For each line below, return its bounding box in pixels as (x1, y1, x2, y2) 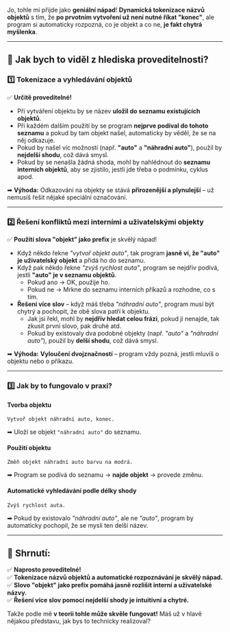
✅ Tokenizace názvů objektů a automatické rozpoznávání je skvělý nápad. (7, 573, 223, 582)
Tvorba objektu (7, 401, 52, 409)
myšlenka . (7, 27, 38, 36)
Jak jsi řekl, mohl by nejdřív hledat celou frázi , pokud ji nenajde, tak (27, 314, 220, 323)
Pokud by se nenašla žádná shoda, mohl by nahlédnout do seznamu (16, 158, 211, 166)
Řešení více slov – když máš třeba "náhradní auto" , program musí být (16, 300, 214, 308)
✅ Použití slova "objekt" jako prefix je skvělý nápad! (7, 235, 157, 243)
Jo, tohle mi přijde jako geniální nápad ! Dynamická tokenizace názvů (7, 6, 205, 14)
